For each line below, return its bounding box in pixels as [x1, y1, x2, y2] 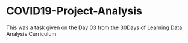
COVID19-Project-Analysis [6, 4, 143, 18]
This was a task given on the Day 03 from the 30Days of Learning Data [6, 24, 183, 31]
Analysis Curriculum [6, 30, 57, 37]
